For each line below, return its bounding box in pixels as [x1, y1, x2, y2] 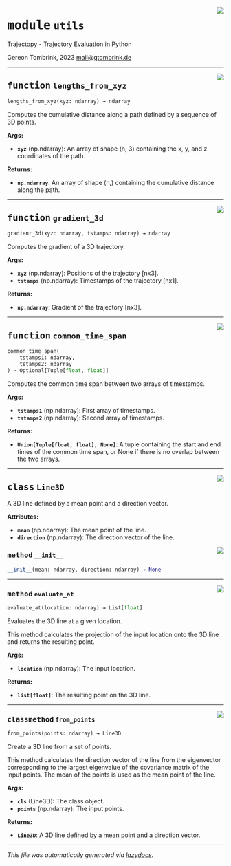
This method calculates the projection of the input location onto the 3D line [7, 630, 219, 638]
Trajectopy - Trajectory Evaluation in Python [7, 40, 132, 48]
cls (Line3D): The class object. [16, 797, 105, 805]
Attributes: [7, 512, 39, 521]
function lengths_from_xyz [7, 80, 127, 91]
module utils [7, 18, 85, 33]
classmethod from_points [7, 715, 96, 724]
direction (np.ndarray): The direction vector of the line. [16, 533, 175, 541]
